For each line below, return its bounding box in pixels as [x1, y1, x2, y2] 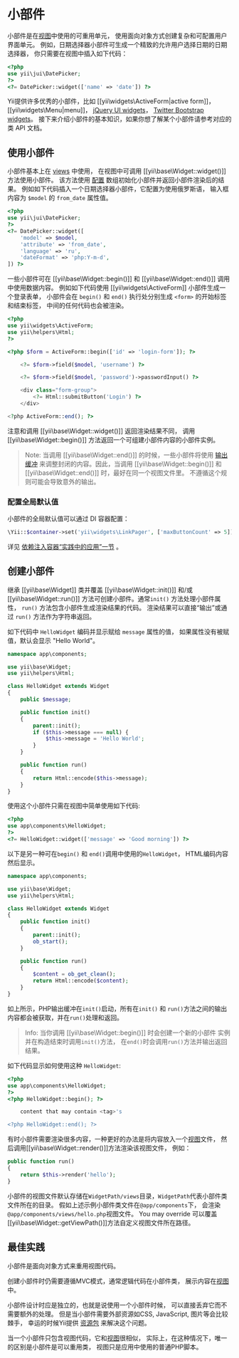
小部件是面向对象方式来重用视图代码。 [7, 1261, 119, 1270]
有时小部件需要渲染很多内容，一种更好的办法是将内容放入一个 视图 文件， [7, 1135, 219, 1144]
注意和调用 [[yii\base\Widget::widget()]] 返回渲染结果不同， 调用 [7, 427, 196, 435]
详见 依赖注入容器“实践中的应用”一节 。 [7, 542, 123, 550]
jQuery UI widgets [92, 106, 146, 115]
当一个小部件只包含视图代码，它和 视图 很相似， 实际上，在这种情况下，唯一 [7, 1333, 228, 1342]
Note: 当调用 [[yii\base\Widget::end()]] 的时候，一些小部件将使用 [24, 450, 214, 459]
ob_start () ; [33, 938, 69, 945]
